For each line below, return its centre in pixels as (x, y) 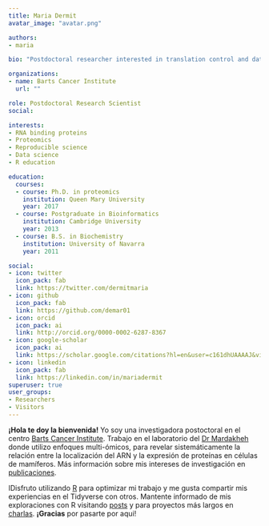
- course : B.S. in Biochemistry (70, 236)
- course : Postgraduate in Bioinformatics (87, 214)
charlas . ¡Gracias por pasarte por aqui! (72, 513)
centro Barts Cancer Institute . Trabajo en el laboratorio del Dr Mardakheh (128, 438)
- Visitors (26, 408)
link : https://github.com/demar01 (73, 310)
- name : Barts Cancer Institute (62, 82)
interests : (26, 125)
